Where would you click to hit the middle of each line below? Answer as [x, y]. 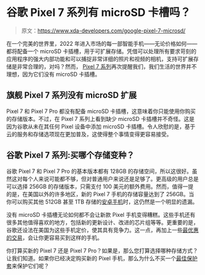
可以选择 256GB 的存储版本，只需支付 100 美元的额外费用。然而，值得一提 [100, 186]
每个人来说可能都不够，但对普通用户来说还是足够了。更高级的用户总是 [110, 178]
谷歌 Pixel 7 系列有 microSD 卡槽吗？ [99, 13]
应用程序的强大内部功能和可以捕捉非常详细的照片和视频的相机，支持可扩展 [100, 59]
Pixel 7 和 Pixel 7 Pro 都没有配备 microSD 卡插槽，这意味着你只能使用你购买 [101, 111]
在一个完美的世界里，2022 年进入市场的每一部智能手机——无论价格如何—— [102, 43]
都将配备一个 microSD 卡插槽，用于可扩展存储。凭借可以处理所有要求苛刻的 [102, 51]
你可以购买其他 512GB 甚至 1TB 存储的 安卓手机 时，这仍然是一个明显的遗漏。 [102, 202]
